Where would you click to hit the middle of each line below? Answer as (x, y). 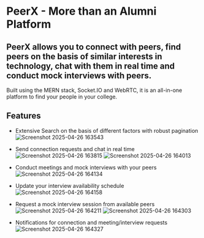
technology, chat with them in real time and (91, 66)
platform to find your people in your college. (62, 97)
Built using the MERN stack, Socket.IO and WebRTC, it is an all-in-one (94, 90)
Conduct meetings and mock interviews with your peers (86, 167)
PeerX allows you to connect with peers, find (94, 47)
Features (24, 116)
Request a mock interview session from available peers (85, 204)
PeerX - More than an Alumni (81, 11)
